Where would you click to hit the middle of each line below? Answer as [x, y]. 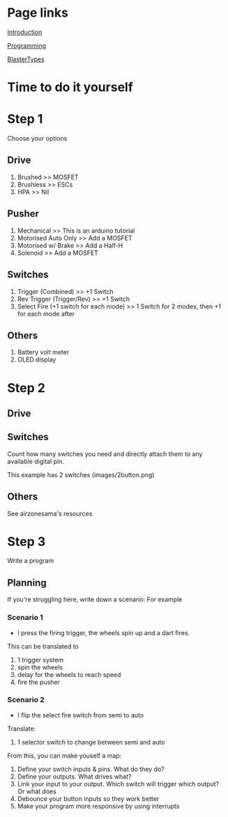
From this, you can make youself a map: [64, 755]
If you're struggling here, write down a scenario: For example [95, 600]
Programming [27, 45]
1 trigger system [40, 660]
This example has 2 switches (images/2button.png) [81, 474]
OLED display [37, 359]
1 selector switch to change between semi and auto [91, 742]
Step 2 [26, 388]
